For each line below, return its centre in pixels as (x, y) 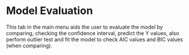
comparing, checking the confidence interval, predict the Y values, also (93, 33)
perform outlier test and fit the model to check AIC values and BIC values (95, 39)
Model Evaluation (49, 11)
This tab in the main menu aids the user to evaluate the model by (84, 27)
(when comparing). (29, 46)
